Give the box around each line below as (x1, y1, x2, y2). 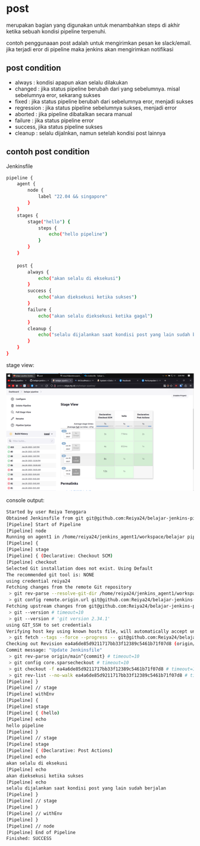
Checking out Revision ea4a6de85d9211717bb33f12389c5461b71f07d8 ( (6, 641, 177, 647)
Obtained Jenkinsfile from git (6, 515, 84, 521)
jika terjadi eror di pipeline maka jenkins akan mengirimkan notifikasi (6, 45, 174, 52)
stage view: (6, 361, 35, 368)
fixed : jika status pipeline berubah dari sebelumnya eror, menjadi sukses (14, 98, 193, 105)
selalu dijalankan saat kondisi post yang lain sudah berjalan (6, 785, 167, 791)
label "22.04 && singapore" (37, 194, 108, 200)
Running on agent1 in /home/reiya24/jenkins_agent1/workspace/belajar (6, 534, 185, 540)
